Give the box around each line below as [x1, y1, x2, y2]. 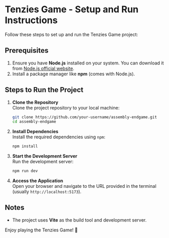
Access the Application [12, 178, 64, 184]
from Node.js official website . [12, 65, 75, 71]
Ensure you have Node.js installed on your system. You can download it [12, 60, 164, 66]
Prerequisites [5, 46, 49, 55]
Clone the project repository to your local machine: [12, 104, 120, 111]
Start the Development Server [12, 153, 78, 159]
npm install [12, 144, 38, 149]
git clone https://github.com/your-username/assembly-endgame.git [12, 114, 157, 120]
